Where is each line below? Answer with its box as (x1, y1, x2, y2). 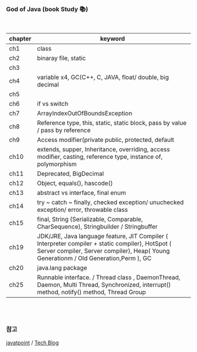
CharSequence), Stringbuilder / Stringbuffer (37, 223, 158, 231)
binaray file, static (37, 54, 86, 62)
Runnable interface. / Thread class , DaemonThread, (37, 273, 181, 281)
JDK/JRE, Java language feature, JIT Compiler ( (37, 232, 168, 240)
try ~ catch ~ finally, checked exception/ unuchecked (37, 198, 184, 207)
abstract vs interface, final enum (37, 189, 126, 197)
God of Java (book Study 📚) (6, 5, 89, 13)
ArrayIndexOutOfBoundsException (37, 109, 133, 118)
